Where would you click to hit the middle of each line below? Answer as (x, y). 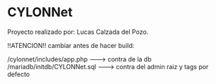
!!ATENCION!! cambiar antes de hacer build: (71, 45)
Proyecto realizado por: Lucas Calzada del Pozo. (78, 32)
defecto (19, 74)
